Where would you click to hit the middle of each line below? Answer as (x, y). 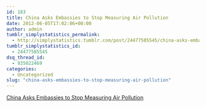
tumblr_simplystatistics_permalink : (53, 35)
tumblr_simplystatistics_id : (44, 46)
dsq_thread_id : (26, 57)
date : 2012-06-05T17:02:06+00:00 (49, 23)
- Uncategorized (32, 75)
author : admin (25, 29)
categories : (21, 69)
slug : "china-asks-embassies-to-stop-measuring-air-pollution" (89, 80)
